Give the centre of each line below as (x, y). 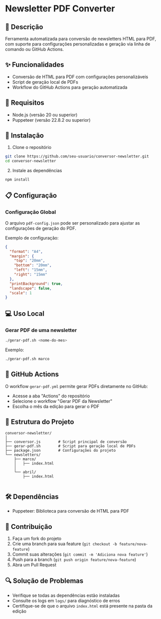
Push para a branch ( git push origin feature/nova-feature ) (74, 559)
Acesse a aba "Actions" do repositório (51, 396)
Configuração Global (31, 212)
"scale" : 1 (21, 293)
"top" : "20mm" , (30, 261)
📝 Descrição (24, 27)
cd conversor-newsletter (31, 161)
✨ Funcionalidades (35, 65)
